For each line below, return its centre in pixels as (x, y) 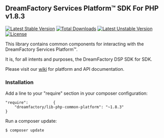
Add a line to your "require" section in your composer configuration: (76, 93)
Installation (20, 82)
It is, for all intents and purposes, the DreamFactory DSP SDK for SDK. (79, 59)
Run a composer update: (31, 121)
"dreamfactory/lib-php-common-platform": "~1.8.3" (69, 107)
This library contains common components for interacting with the (75, 44)
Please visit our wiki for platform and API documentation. (65, 69)
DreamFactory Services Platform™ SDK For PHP (82, 8)
